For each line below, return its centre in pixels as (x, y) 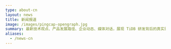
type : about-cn (21, 10)
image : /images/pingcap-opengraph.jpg (46, 24)
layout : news (19, 15)
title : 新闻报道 (21, 19)
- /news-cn (21, 39)
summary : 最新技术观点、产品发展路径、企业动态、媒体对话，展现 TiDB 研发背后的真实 (85, 29)
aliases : (15, 34)
